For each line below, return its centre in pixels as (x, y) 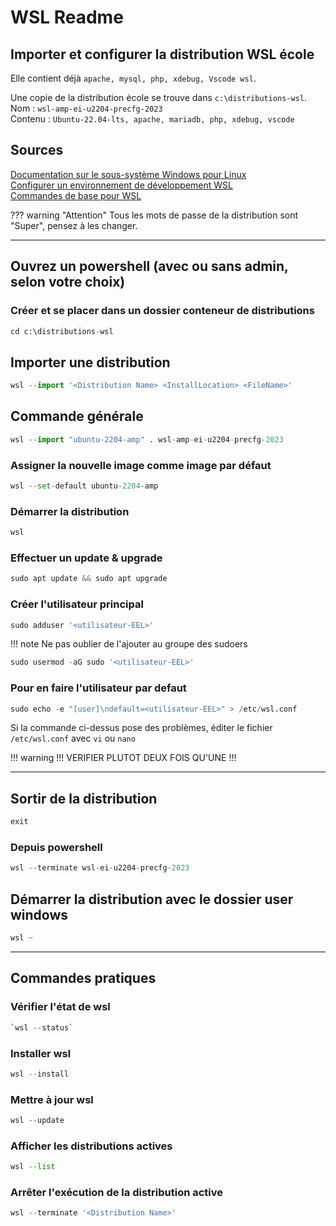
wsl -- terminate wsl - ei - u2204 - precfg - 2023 (100, 868)
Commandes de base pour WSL (76, 195)
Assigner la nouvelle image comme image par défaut (141, 465)
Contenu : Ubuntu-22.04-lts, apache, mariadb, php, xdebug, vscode (152, 119)
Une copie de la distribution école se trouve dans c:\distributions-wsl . (159, 97)
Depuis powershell (56, 848)
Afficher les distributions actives (91, 1146)
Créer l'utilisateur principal (77, 604)
